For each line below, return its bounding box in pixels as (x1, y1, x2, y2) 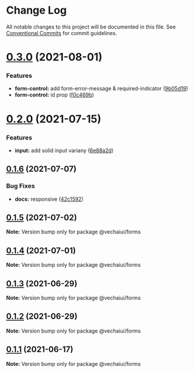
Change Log (6, 4, 67, 17)
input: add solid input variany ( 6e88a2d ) (14, 147, 114, 154)
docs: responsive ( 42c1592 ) (14, 195, 84, 203)
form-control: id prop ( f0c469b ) (14, 91, 95, 99)
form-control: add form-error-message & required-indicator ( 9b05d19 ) (14, 85, 188, 92)
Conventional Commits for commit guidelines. (6, 29, 117, 36)
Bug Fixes (6, 182, 35, 190)
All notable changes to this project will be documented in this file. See (6, 23, 176, 30)
